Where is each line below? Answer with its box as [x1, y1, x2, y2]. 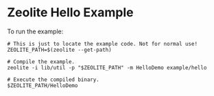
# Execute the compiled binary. [7, 76, 99, 83]
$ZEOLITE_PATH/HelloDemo [7, 82, 78, 89]
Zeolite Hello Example [7, 5, 134, 20]
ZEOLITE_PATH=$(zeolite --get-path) [7, 46, 112, 53]
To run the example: [7, 27, 64, 35]
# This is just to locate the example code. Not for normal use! [7, 40, 198, 47]
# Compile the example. [7, 58, 75, 65]
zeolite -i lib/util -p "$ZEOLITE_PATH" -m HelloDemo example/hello [7, 64, 207, 71]
